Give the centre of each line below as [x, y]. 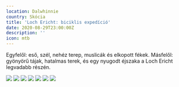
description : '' [26, 33]
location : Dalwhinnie [32, 11]
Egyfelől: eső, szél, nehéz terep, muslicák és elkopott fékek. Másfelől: [89, 55]
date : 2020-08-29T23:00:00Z [40, 28]
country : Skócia [26, 17]
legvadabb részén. [28, 67]
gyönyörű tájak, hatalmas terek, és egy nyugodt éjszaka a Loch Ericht [89, 61]
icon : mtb [18, 38]
